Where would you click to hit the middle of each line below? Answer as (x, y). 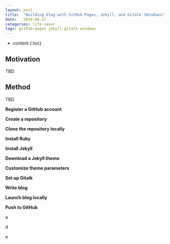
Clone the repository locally (35, 129)
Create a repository (26, 119)
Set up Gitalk (19, 178)
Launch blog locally (26, 197)
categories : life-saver (30, 24)
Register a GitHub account (34, 109)
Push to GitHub (22, 207)
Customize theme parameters (37, 168)
